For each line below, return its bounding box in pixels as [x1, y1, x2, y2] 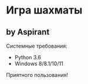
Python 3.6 [14, 54, 41, 61]
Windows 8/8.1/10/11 [14, 60, 63, 67]
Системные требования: [6, 42, 67, 49]
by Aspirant [6, 27, 50, 37]
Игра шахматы [6, 4, 83, 17]
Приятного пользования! [6, 72, 69, 78]
